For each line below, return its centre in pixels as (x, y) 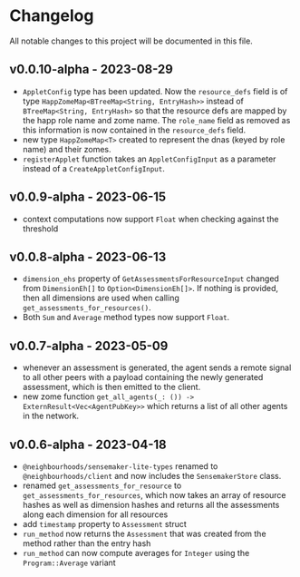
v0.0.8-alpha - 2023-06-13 (88, 256)
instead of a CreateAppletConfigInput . (93, 168)
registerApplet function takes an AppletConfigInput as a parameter (149, 159)
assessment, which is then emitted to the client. (111, 387)
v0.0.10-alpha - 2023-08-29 (92, 69)
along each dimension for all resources (95, 514)
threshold (40, 229)
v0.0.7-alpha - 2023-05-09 (89, 346)
